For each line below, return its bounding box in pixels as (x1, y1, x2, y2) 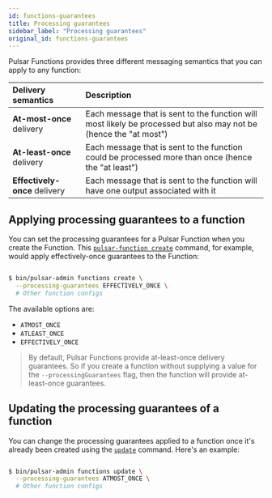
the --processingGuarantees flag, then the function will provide (28, 369, 237, 379)
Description (85, 90, 132, 101)
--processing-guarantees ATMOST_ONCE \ (15, 475, 151, 483)
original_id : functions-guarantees (8, 34, 129, 43)
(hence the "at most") (85, 129, 168, 140)
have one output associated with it (85, 185, 216, 197)
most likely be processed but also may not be (85, 118, 257, 130)
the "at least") (85, 162, 139, 173)
